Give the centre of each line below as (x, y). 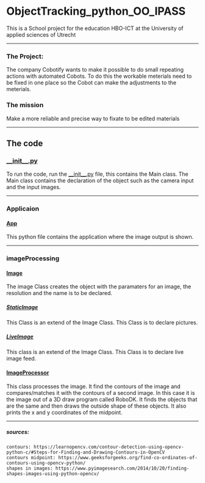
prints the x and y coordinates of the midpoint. (65, 412)
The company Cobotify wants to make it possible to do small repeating (95, 70)
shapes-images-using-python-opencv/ (53, 474)
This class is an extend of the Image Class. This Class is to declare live (95, 352)
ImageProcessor (28, 373)
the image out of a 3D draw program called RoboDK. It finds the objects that (102, 399)
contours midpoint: (31, 457)
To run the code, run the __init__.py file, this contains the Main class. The (97, 174)
